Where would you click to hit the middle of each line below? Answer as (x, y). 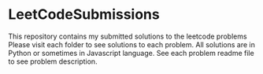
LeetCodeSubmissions (84, 15)
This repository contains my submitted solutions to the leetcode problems (128, 36)
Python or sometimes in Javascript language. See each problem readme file (131, 53)
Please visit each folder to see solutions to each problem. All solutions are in (132, 44)
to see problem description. (53, 61)
